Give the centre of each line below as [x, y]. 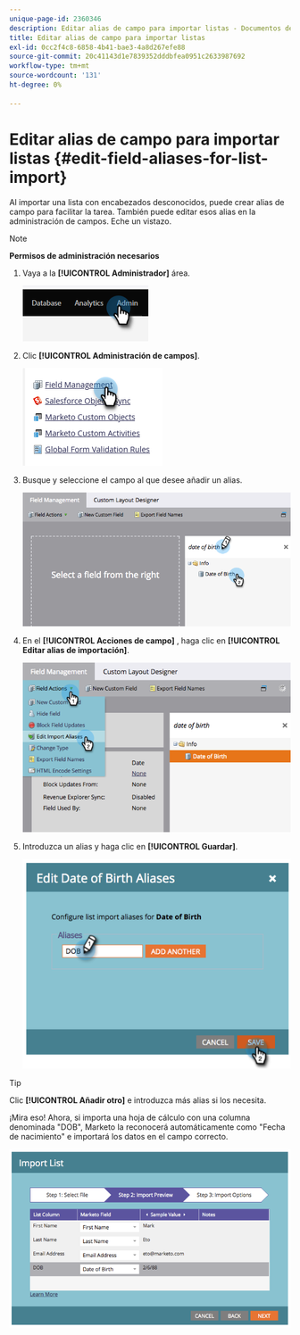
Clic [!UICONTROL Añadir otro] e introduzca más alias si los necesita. [138, 1100]
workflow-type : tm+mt [50, 66]
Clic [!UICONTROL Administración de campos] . [111, 355]
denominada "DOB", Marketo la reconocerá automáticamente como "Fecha [147, 1127]
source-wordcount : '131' [55, 76]
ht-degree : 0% [36, 85]
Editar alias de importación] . [75, 651]
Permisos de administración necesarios [84, 255]
